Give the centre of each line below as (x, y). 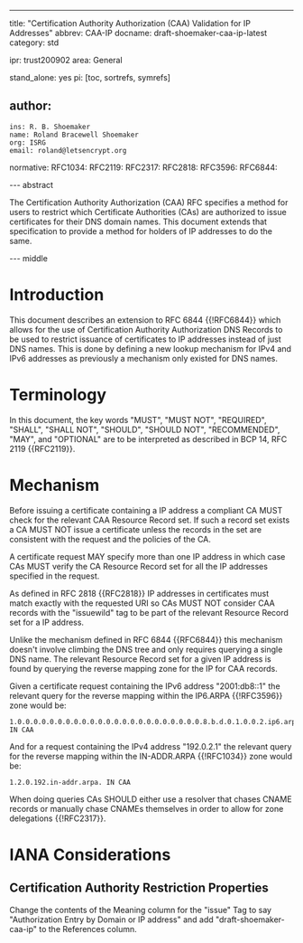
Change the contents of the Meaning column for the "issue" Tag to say (141, 910)
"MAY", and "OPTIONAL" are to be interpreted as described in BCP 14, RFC (148, 438)
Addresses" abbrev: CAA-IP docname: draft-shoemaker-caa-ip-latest (138, 33)
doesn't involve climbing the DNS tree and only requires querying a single (146, 649)
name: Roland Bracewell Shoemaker (74, 135)
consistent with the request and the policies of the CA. (110, 539)
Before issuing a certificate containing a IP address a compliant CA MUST (146, 510)
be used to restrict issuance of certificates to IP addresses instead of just (145, 339)
